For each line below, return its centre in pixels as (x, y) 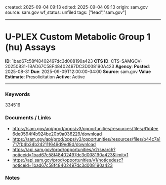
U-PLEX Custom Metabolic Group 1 (78, 37)
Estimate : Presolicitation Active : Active (45, 76)
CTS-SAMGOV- (127, 61)
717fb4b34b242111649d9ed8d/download (54, 144)
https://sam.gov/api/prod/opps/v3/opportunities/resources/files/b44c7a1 (86, 139)
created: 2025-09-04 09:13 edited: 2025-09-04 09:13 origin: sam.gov (77, 7)
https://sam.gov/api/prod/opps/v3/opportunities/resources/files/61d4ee (85, 128)
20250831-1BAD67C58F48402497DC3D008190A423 (60, 66)
